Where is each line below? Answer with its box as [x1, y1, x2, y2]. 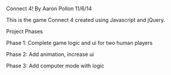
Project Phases [6, 28, 43, 35]
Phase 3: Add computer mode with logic [6, 62, 104, 69]
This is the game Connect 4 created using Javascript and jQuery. [6, 17, 166, 23]
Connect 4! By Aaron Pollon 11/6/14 [6, 5, 92, 12]
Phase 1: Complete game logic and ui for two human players [6, 40, 153, 46]
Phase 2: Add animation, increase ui [6, 51, 94, 58]
